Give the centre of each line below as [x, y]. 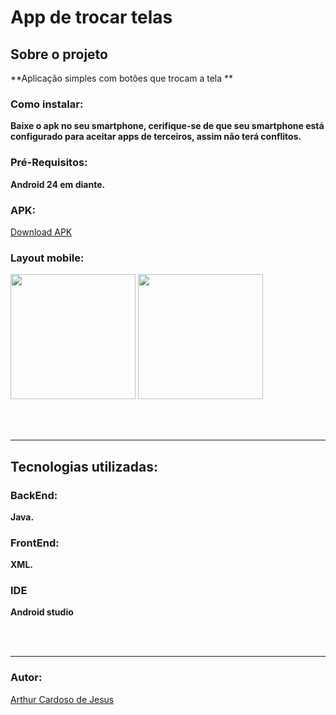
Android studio [42, 612]
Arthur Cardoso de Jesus [62, 699]
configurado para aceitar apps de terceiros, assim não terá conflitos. [156, 137]
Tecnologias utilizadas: [84, 466]
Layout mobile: [47, 258]
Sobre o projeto [59, 54]
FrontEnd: [35, 543]
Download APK [41, 232]
